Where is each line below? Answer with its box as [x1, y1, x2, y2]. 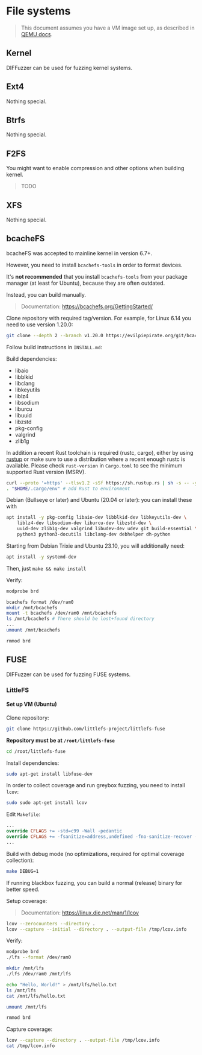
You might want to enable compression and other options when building [6, 165, 185, 172]
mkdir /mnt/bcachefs [6, 604, 58, 610]
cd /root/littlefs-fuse [6, 748, 66, 755]
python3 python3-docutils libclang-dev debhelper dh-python [17, 531, 171, 537]
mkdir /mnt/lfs [6, 965, 44, 972]
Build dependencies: [6, 355, 57, 363]
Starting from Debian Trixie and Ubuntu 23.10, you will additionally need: [6, 542, 185, 550]
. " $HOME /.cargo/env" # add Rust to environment [6, 486, 130, 492]
